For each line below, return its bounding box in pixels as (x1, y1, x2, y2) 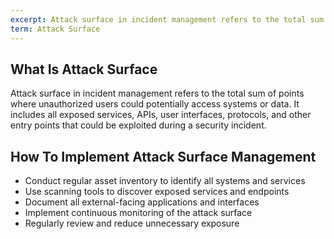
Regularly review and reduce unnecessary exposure (24, 217, 240, 230)
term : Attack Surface (10, 24, 101, 34)
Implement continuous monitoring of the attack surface (24, 207, 253, 219)
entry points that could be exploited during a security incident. (10, 119, 267, 131)
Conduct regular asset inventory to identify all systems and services (24, 175, 306, 187)
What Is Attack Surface (10, 61, 158, 78)
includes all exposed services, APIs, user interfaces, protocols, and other (10, 109, 312, 121)
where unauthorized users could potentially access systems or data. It (10, 98, 300, 110)
